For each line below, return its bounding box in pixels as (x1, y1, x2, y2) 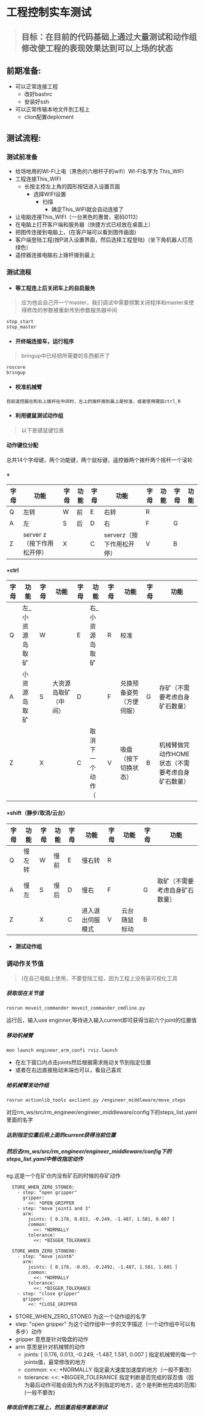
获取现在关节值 (6, 989, 44, 997)
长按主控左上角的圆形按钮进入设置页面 (24, 183, 120, 190)
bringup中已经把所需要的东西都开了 (21, 352, 110, 360)
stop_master (6, 324, 36, 330)
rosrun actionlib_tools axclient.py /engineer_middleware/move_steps (6, 1097, 186, 1103)
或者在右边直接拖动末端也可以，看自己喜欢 (15, 1066, 122, 1074)
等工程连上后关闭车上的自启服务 (15, 284, 95, 291)
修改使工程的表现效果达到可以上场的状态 (21, 43, 173, 54)
